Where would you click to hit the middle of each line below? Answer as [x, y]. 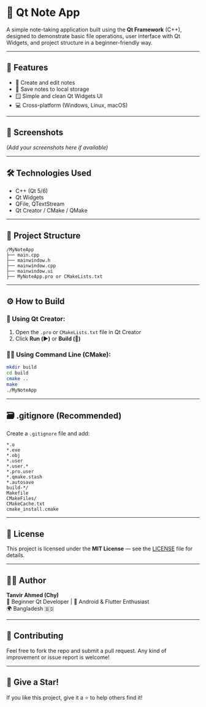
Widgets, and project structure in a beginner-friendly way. [80, 42]
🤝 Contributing [35, 636]
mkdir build [21, 367]
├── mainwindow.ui [30, 271]
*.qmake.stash [25, 477]
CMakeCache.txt [26, 504]
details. [16, 555]
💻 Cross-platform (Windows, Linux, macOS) [71, 105]
